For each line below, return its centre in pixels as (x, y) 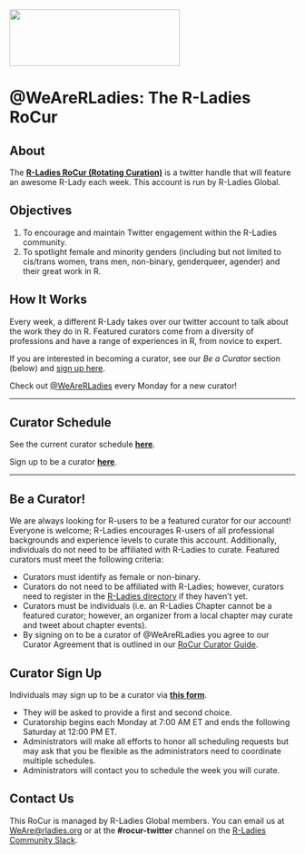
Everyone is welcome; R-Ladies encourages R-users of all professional (142, 531)
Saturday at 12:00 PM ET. (70, 732)
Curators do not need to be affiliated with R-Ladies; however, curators (153, 587)
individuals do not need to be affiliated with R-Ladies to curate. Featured (144, 550)
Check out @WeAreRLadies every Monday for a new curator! (123, 386)
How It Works (49, 300)
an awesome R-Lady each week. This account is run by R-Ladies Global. (145, 182)
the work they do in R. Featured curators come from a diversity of (132, 331)
